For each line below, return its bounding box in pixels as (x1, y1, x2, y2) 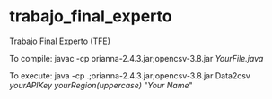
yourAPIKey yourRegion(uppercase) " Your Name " (9, 79, 193, 90)
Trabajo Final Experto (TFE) (9, 36, 110, 46)
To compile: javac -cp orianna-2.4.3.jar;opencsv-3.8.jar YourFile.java (9, 53, 264, 63)
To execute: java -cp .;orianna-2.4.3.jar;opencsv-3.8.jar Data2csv (9, 70, 251, 81)
